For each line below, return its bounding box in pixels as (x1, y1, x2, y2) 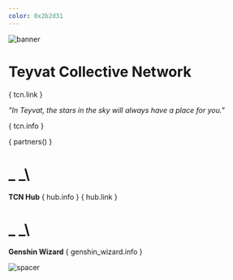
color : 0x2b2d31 (8, 11, 63, 20)
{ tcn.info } (8, 121, 45, 131)
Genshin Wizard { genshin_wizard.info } (8, 247, 144, 256)
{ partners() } (8, 136, 53, 146)
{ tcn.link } (8, 89, 43, 99)
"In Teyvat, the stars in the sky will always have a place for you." (8, 105, 225, 114)
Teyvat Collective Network (8, 62, 192, 81)
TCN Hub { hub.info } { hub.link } (8, 192, 118, 201)
